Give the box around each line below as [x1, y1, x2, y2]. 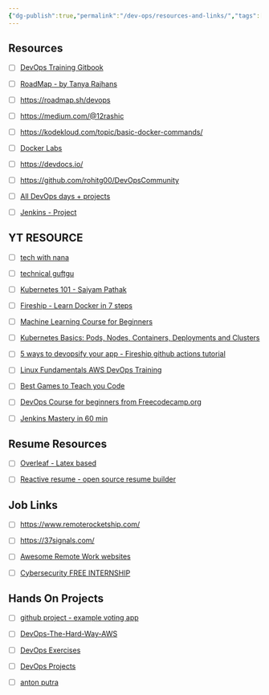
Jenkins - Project [19, 208, 77, 217]
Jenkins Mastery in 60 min [19, 413, 108, 423]
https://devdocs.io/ [19, 159, 84, 169]
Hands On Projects [8, 591, 104, 605]
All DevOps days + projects [19, 191, 111, 201]
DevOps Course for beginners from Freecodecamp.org [19, 397, 202, 407]
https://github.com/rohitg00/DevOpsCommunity [19, 175, 179, 185]
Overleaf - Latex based [19, 458, 97, 468]
